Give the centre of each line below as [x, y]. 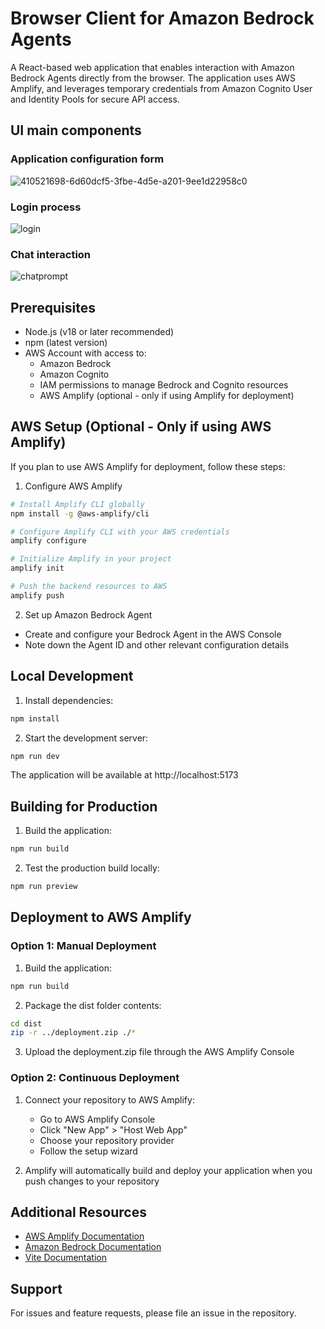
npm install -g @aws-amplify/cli [80, 513]
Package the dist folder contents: [93, 1005]
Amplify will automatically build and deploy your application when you [168, 1170]
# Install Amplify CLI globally [77, 504]
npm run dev [35, 756]
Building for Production [84, 806]
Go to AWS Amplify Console [97, 1119]
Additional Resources [78, 1212]
